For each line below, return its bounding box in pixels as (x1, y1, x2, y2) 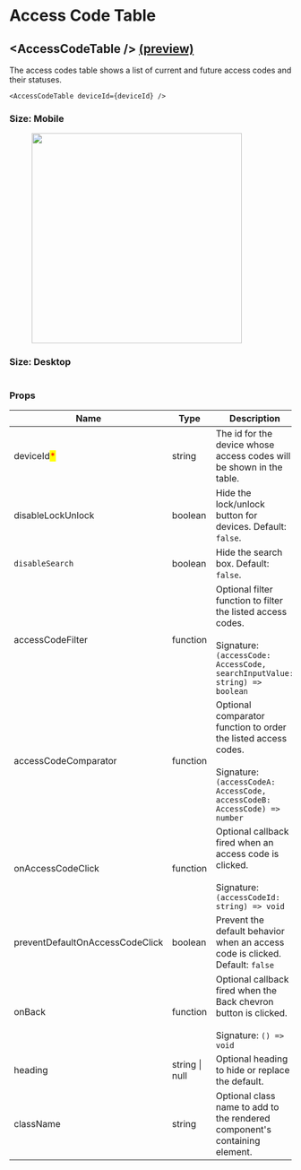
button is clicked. (215, 1006, 288, 1018)
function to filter (215, 594, 284, 606)
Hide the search (215, 546, 283, 559)
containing (215, 1134, 261, 1147)
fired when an (215, 836, 274, 848)
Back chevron (215, 995, 274, 1008)
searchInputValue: (215, 668, 294, 678)
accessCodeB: (215, 794, 271, 805)
